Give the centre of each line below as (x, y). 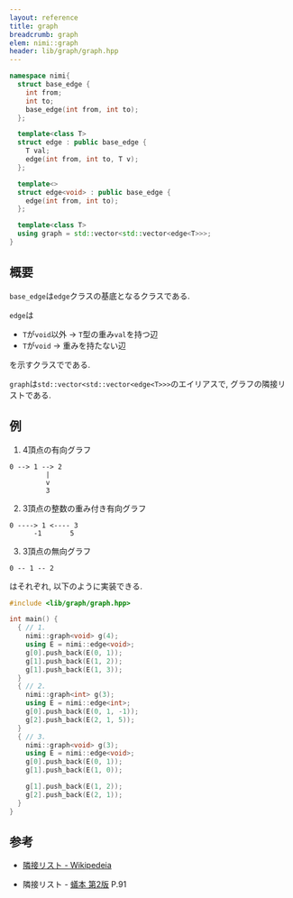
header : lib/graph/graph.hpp (64, 51)
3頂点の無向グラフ (57, 551)
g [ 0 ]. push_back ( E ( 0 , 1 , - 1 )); (82, 711)
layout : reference (44, 18)
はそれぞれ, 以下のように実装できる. (76, 586)
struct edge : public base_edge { (82, 142)
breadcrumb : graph (44, 34)
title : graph (34, 26)
